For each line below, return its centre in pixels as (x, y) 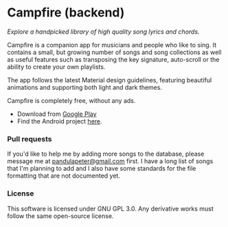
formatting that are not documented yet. (64, 176)
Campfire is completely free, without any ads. (71, 100)
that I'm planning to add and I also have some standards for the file (102, 169)
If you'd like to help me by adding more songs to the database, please (106, 154)
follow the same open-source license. (60, 216)
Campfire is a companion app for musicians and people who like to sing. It (112, 45)
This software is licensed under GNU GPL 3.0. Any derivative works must (111, 208)
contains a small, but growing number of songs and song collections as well (114, 52)
